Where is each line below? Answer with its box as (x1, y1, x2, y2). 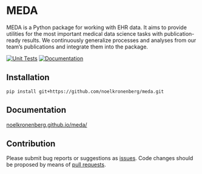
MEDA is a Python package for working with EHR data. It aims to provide (6, 24, 187, 31)
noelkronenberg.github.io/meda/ (6, 121, 87, 128)
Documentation (6, 105, 67, 115)
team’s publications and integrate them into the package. (6, 43, 149, 50)
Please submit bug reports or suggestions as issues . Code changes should (6, 155, 194, 162)
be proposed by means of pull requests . (6, 161, 106, 169)
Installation (6, 72, 50, 82)
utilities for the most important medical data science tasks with (6, 30, 163, 37)
